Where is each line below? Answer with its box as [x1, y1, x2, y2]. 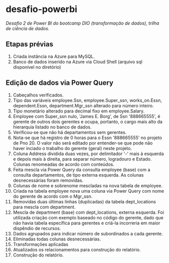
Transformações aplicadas [13, 241, 68, 247]
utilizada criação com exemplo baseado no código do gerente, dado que [13, 214, 164, 220]
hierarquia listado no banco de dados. [13, 124, 92, 130]
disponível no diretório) [13, 64, 61, 70]
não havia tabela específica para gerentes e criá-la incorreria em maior [13, 220, 160, 226]
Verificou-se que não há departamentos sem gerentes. [13, 129, 127, 135]
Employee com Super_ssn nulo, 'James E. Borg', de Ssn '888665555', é [13, 113, 160, 119]
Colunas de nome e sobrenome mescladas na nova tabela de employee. [13, 182, 163, 189]
